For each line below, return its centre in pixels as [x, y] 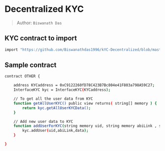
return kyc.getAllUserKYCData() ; [57, 108]
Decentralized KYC [44, 9]
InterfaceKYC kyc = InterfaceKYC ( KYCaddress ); [62, 90]
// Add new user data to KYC [43, 121]
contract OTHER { [22, 76]
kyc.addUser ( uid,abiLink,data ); [56, 131]
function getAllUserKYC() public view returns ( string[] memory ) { [85, 103]
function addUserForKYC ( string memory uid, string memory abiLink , [85, 126]
